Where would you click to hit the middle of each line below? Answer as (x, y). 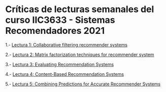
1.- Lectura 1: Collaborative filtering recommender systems (67, 44)
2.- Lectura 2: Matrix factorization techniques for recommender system (80, 55)
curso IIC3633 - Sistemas (60, 20)
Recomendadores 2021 (55, 31)
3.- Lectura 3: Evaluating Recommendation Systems (60, 64)
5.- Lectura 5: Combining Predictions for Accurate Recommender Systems (83, 84)
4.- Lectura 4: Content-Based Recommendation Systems (65, 74)
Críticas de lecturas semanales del (80, 9)
